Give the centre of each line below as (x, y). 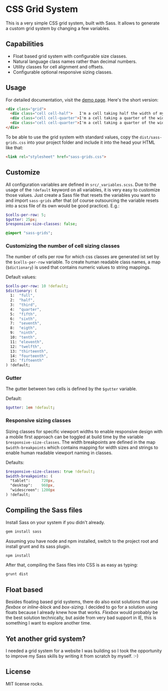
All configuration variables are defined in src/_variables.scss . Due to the (81, 184)
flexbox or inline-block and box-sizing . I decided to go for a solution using (82, 607)
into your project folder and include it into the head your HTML (91, 142)
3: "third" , (24, 305)
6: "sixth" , (24, 319)
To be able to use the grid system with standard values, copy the (72, 137)
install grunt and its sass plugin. (38, 546)
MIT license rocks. (25, 684)
